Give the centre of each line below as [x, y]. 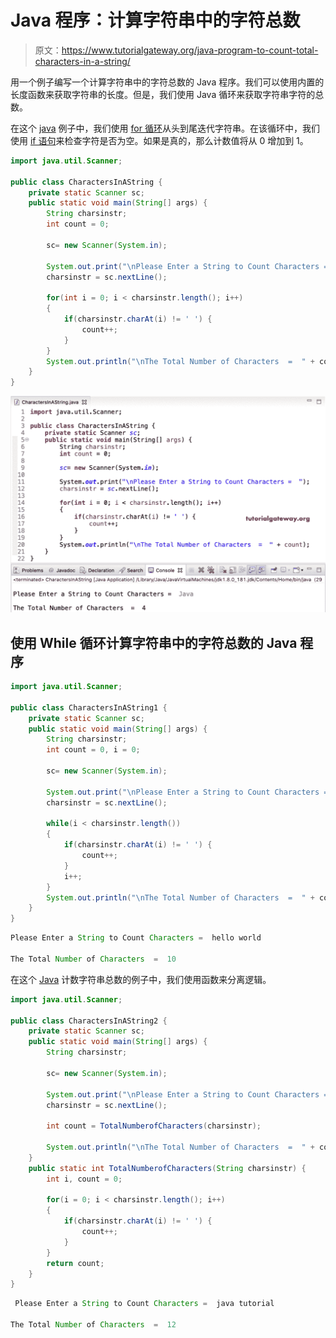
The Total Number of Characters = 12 [93, 1325]
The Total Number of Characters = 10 [93, 959]
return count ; [75, 1263]
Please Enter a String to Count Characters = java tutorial [144, 1304]
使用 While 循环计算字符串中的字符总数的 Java [154, 642]
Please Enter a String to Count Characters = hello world [136, 938]
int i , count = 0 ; [84, 1179]
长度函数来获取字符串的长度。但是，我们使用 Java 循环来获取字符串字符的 [163, 94]
